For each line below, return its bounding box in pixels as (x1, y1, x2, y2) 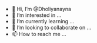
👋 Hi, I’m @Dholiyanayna (11, 6, 72, 12)
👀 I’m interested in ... (11, 12, 62, 19)
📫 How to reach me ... (11, 31, 66, 37)
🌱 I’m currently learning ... (11, 18, 75, 24)
